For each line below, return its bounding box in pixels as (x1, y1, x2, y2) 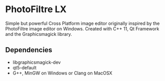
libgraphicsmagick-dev (12, 59, 61, 65)
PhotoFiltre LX (5, 4, 67, 15)
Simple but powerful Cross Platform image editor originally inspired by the (5, 20, 160, 26)
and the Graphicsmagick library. (5, 31, 72, 37)
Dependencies (5, 46, 52, 54)
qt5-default (12, 64, 37, 70)
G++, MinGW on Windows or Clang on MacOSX (12, 70, 113, 76)
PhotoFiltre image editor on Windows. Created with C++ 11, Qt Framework (5, 25, 159, 31)
